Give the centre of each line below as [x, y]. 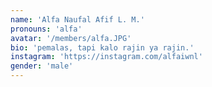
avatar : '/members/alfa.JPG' [71, 38]
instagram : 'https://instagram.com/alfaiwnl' [106, 57]
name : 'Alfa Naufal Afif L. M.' [77, 19]
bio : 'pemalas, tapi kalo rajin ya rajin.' [102, 47]
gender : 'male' [42, 66]
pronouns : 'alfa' [46, 29]
